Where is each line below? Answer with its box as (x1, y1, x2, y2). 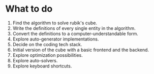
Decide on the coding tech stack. (12, 41, 82, 47)
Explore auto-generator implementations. (12, 36, 99, 42)
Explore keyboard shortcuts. (12, 63, 72, 69)
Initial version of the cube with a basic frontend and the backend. (12, 47, 149, 53)
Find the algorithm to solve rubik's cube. (12, 20, 98, 26)
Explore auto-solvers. (12, 57, 58, 63)
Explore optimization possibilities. (12, 52, 83, 58)
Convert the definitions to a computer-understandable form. (12, 30, 139, 36)
